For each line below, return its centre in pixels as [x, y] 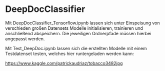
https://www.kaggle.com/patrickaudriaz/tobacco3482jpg [64, 63]
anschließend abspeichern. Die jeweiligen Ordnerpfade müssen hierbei [78, 33]
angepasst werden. [25, 39]
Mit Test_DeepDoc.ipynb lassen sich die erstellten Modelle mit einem [76, 48]
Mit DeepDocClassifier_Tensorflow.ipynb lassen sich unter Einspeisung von [82, 23]
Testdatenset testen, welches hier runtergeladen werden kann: [69, 54]
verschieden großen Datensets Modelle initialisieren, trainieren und [74, 28]
